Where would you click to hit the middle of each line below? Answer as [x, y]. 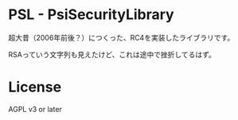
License [35, 87]
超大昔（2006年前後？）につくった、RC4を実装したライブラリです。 [121, 37]
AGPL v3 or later [35, 109]
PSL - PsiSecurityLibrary [91, 15]
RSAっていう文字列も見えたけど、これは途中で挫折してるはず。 [112, 54]
